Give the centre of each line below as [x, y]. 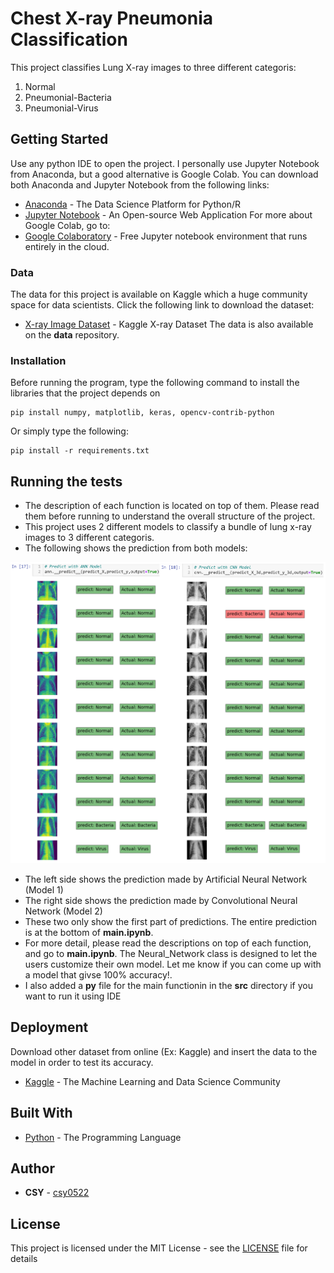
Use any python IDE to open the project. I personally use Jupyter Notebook [165, 163]
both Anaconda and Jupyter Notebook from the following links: [140, 184]
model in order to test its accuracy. [82, 1062]
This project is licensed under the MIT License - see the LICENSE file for [159, 1248]
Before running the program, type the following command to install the [155, 383]
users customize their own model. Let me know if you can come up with [173, 964]
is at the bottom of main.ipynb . [89, 932]
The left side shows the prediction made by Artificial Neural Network [166, 879]
